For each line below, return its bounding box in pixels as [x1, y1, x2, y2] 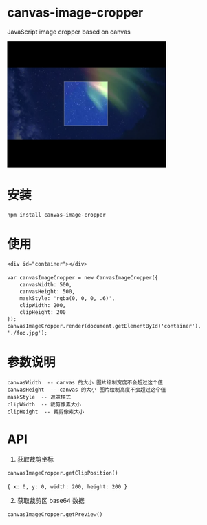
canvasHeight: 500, [19, 288, 76, 295]
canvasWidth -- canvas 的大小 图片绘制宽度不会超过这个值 [7, 379, 164, 386]
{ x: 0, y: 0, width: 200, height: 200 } [7, 483, 128, 491]
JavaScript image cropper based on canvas [7, 28, 131, 36]
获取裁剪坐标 [17, 455, 54, 463]
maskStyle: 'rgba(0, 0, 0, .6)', [19, 295, 116, 301]
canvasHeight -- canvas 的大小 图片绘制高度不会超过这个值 [7, 386, 166, 393]
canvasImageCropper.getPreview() [7, 511, 103, 518]
